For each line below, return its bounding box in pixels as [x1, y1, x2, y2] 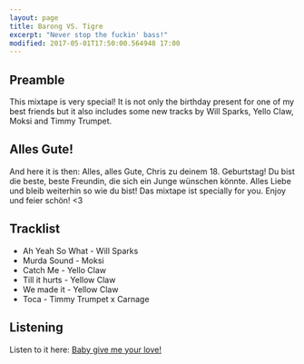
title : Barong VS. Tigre [9, 22, 103, 31]
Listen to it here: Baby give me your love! [9, 344, 162, 355]
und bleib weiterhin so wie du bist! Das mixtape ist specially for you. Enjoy [9, 185, 287, 196]
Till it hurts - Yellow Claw [22, 274, 116, 285]
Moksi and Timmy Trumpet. [9, 115, 113, 127]
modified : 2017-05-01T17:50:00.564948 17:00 [9, 38, 181, 48]
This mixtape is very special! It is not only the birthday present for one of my [9, 96, 295, 107]
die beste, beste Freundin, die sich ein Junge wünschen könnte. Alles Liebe [9, 175, 292, 186]
